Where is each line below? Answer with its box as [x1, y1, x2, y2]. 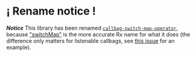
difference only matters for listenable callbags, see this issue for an [6, 37, 175, 44]
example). [6, 44, 32, 51]
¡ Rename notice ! [6, 4, 96, 18]
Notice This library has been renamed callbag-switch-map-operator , [6, 24, 178, 32]
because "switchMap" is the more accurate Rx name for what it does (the [6, 30, 191, 38]
